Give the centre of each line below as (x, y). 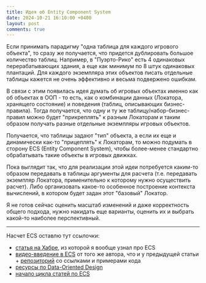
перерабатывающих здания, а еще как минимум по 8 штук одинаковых (101, 66)
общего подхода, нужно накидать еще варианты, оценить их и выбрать (100, 212)
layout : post (23, 23)
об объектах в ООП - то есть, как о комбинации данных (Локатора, (95, 98)
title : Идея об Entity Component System (59, 12)
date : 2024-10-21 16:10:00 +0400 (49, 18)
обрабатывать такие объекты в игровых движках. (72, 155)
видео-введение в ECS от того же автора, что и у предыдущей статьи (107, 254)
